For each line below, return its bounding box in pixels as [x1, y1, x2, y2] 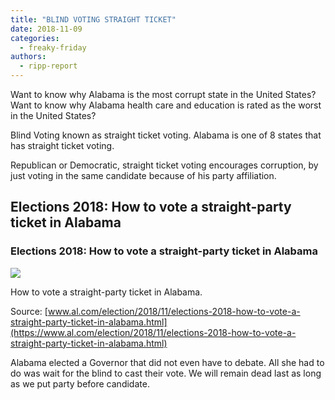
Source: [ [10, 305, 48, 317]
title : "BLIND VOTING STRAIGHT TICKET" [10, 14, 177, 25]
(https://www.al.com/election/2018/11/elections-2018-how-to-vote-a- [10, 326, 297, 338]
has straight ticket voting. [10, 140, 115, 151]
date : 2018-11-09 [10, 24, 83, 34]
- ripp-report [19, 61, 78, 71]
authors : [10, 52, 47, 62]
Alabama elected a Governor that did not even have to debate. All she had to [10, 356, 325, 368]
